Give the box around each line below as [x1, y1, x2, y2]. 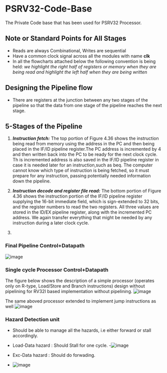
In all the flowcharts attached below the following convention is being [12, 58, 156, 64]
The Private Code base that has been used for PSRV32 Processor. [5, 20, 142, 26]
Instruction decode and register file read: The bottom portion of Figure [12, 188, 161, 194]
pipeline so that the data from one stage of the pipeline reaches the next [12, 102, 162, 108]
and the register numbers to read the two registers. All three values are [12, 204, 159, 210]
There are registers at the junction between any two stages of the [12, 97, 148, 103]
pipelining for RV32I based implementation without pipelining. [5, 288, 132, 294]
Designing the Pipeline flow [5, 83, 93, 92]
